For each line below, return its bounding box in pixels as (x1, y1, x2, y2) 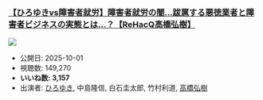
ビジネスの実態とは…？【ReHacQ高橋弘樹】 (24, 18, 196, 29)
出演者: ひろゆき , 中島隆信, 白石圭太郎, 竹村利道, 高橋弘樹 (19, 83, 208, 93)
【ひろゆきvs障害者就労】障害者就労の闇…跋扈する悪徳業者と (8, 6, 247, 17)
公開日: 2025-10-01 (19, 53, 84, 63)
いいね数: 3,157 (19, 73, 70, 83)
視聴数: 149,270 (19, 63, 72, 73)
